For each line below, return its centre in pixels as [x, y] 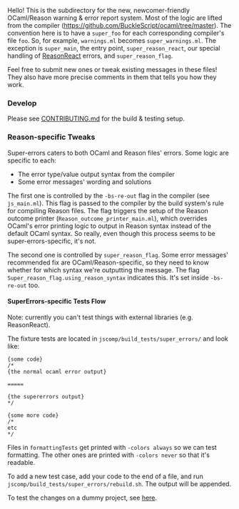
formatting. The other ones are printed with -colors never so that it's [109, 455]
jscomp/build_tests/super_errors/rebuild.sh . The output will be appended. [119, 483]
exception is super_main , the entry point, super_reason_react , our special [114, 48]
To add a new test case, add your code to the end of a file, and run [105, 476]
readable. [21, 462]
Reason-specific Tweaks [51, 137]
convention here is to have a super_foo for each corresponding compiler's [116, 33]
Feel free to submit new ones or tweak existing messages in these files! [112, 70]
